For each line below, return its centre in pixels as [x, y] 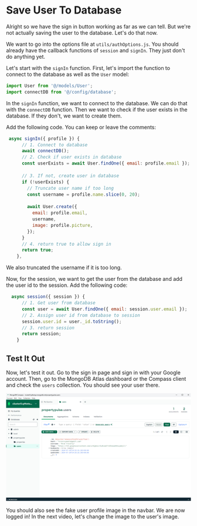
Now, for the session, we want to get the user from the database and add [94, 279]
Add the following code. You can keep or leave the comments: [81, 127]
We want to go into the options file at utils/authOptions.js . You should [92, 44]
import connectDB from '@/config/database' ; [61, 92]
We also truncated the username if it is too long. [64, 267]
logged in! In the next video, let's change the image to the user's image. [93, 517]
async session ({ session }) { [48, 297]
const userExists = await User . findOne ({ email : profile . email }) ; [106, 163]
